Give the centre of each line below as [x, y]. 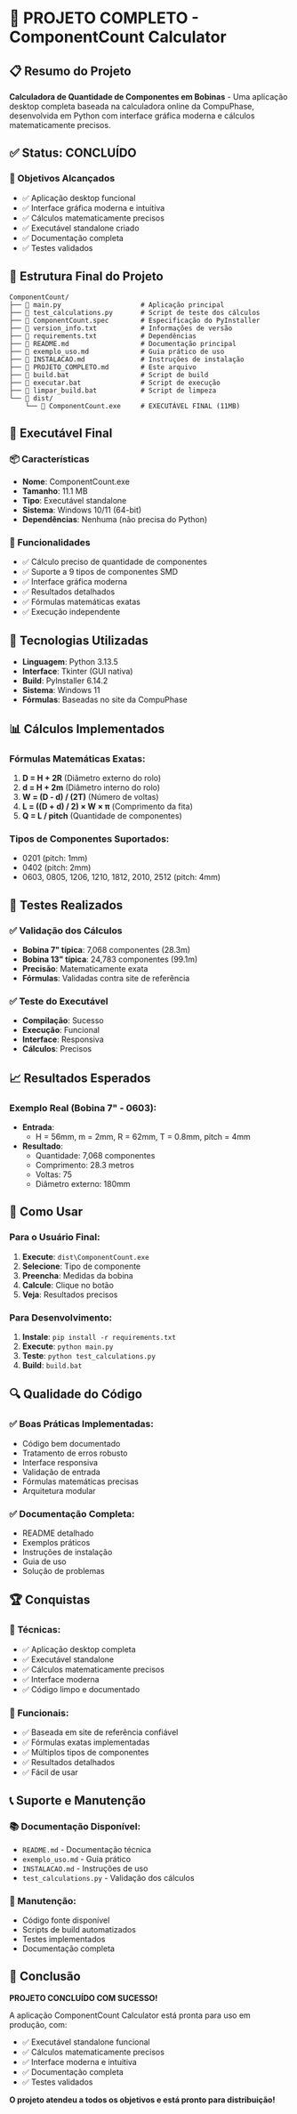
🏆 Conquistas [50, 1600]
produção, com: [38, 2024]
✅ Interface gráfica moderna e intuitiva [93, 207]
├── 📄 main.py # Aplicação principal [117, 305]
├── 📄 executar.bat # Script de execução [115, 383]
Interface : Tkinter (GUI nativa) [77, 672]
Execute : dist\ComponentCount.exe [85, 1256]
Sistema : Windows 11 [61, 690]
